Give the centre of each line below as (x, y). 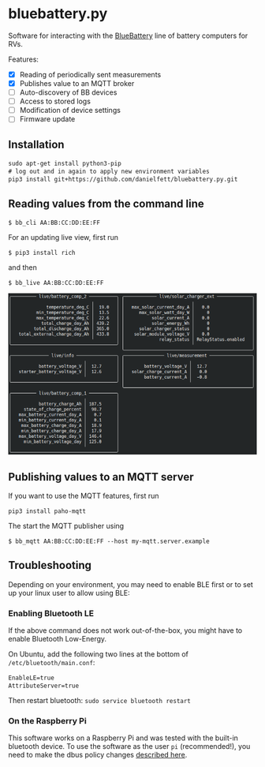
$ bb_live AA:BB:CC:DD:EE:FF (56, 282)
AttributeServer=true (44, 686)
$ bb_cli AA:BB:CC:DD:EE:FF (54, 223)
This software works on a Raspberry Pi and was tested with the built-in (123, 738)
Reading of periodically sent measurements (90, 74)
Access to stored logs (55, 101)
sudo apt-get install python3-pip (65, 164)
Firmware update (47, 119)
